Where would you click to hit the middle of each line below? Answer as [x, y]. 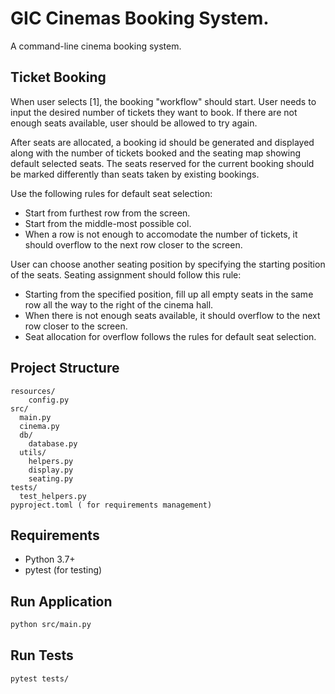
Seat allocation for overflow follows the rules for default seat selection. [170, 336]
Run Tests [42, 655]
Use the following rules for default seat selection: [111, 193]
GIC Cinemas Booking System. [140, 18]
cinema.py [39, 426]
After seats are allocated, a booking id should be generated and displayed [162, 142]
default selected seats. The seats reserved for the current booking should [162, 163]
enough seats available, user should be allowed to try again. [134, 123]
